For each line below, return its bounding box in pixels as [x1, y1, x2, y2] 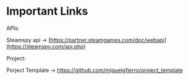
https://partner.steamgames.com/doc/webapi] [50, 36, 166, 43]
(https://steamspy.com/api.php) [6, 43, 86, 50]
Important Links [6, 4, 88, 18]
